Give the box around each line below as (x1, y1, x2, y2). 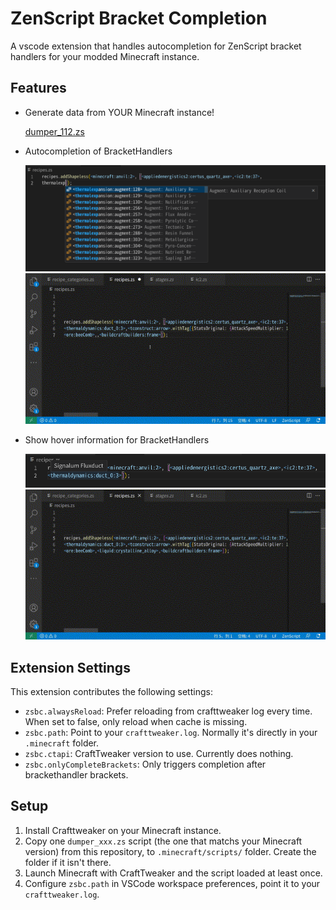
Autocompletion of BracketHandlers (24, 145, 173, 157)
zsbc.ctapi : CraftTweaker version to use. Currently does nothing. (24, 748, 294, 760)
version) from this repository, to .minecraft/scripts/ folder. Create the (24, 845, 317, 857)
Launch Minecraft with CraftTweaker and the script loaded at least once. (24, 867, 323, 879)
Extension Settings (10, 659, 131, 676)
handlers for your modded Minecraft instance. (10, 50, 200, 62)
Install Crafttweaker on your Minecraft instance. (24, 824, 222, 836)
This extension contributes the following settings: (10, 686, 213, 698)
